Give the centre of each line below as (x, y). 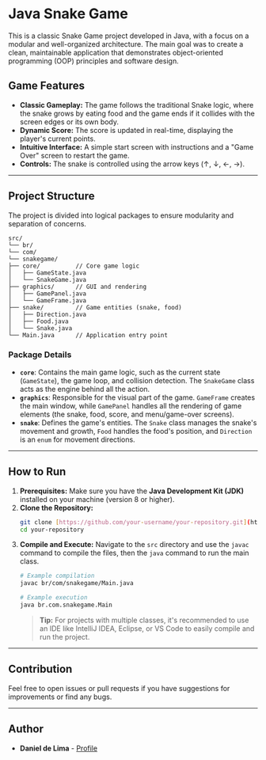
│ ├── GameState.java (47, 273)
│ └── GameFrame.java (47, 300)
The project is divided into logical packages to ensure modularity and (121, 215)
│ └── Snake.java (40, 328)
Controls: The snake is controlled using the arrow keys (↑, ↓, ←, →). (132, 164)
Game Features (47, 86)
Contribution (40, 669)
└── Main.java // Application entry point (88, 335)
